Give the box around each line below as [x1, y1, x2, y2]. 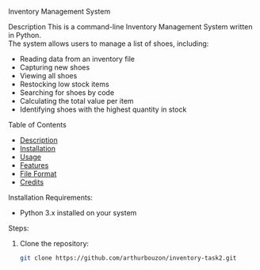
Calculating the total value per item [19, 97, 134, 105]
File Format [19, 169, 57, 178]
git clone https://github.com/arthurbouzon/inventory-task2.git [19, 254, 237, 262]
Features [19, 161, 49, 169]
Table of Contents [8, 120, 67, 129]
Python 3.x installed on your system [19, 208, 137, 217]
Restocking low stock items [19, 79, 109, 89]
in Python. [8, 31, 42, 40]
